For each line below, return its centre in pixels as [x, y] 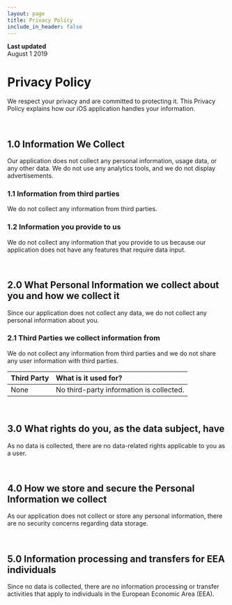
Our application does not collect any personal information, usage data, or [112, 161]
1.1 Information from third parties [63, 194]
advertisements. [30, 176]
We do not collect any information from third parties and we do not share [111, 353]
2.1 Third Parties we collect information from [84, 338]
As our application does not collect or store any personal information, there [115, 516]
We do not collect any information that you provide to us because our [107, 242]
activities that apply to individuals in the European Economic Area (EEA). [111, 594]
